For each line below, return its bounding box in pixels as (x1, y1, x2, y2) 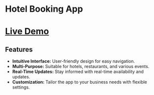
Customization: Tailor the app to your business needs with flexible (12, 79, 147, 85)
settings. (12, 84, 30, 90)
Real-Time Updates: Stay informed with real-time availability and (12, 69, 144, 74)
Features (5, 45, 33, 53)
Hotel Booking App (5, 3, 83, 15)
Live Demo (5, 26, 49, 37)
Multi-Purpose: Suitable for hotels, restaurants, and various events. (12, 64, 150, 70)
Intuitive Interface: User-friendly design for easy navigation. (12, 58, 135, 64)
